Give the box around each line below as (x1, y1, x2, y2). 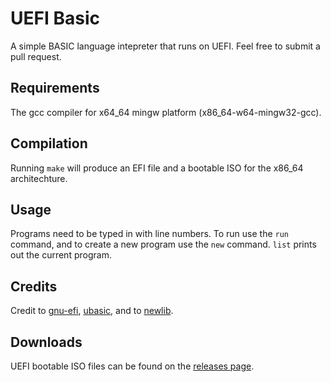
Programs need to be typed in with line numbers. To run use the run (10, 228, 290, 240)
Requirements (10, 80, 100, 97)
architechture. (10, 172, 68, 184)
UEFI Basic (10, 7, 100, 30)
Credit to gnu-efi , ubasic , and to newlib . (10, 305, 174, 317)
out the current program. (10, 249, 112, 261)
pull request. (10, 50, 62, 62)
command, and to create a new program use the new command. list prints (10, 238, 317, 251)
